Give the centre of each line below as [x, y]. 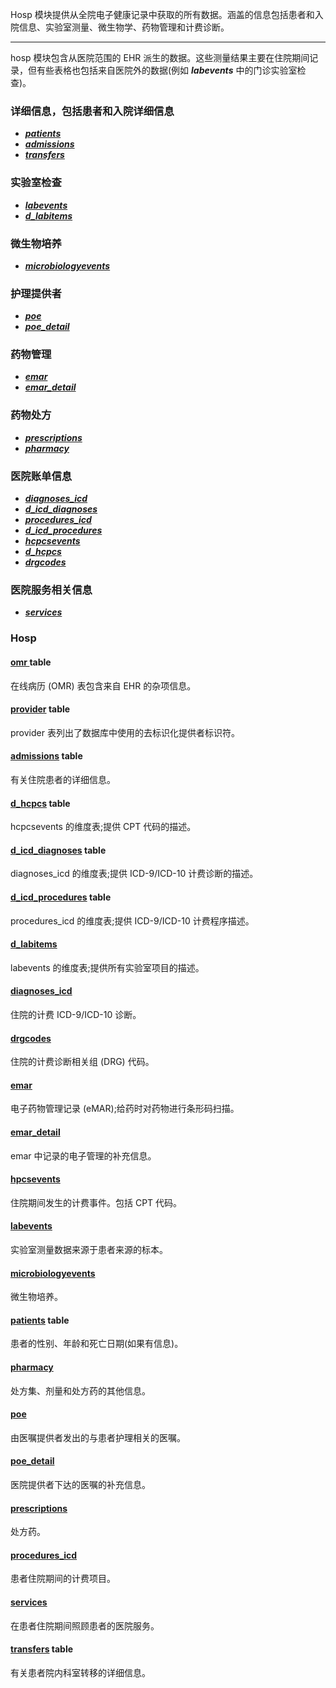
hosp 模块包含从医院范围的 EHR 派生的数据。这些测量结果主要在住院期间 [160, 57]
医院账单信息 [41, 476]
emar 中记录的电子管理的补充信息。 [83, 1155]
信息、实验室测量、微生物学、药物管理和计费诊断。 [124, 27]
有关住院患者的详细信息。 [63, 779]
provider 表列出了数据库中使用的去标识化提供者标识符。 [125, 732]
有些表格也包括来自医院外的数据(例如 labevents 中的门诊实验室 [167, 70]
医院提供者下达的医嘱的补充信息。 [80, 1484]
